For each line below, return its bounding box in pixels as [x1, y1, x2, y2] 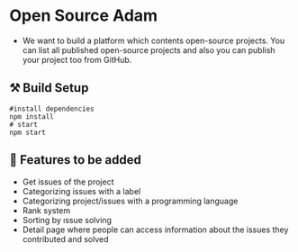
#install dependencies [9, 104, 95, 113]
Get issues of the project [22, 176, 114, 187]
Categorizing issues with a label [22, 185, 141, 196]
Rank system [22, 204, 71, 216]
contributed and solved [22, 233, 110, 244]
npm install [9, 112, 54, 121]
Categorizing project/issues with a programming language [22, 195, 239, 206]
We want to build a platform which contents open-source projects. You [22, 35, 285, 46]
